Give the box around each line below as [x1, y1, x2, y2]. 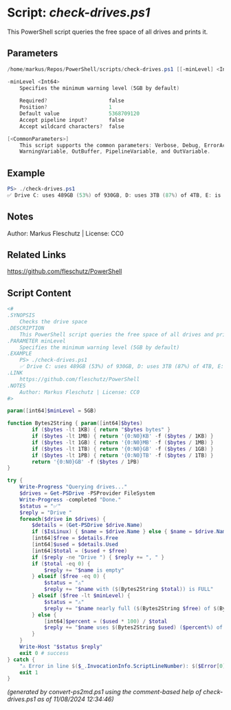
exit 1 [19, 669, 38, 676]
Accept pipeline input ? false [19, 116, 125, 123]
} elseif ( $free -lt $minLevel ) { [32, 592, 131, 599]
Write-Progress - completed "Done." [19, 496, 122, 503]
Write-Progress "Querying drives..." [19, 484, 128, 491]
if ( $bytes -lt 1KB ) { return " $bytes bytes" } [32, 427, 170, 433]
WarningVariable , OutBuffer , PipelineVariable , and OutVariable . [19, 148, 211, 155]
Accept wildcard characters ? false [19, 122, 125, 130]
